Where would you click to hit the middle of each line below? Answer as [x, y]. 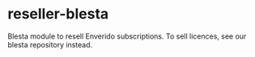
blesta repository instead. [50, 44]
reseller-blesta [58, 14]
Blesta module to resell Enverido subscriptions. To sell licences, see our [127, 36]
